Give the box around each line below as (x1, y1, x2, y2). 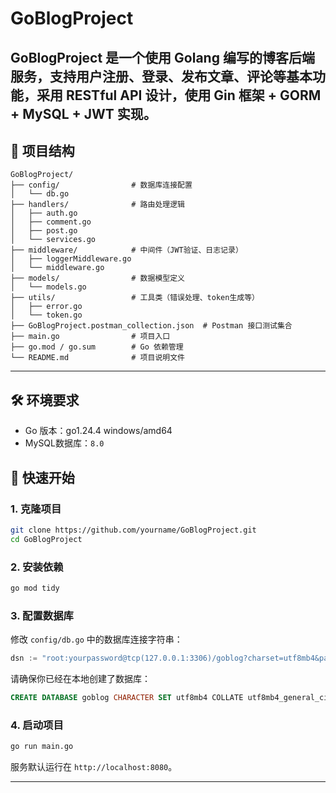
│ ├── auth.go (10, 208, 78, 219)
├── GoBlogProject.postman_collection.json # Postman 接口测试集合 (10, 321, 293, 331)
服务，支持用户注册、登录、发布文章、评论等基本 (10, 68, 313, 85)
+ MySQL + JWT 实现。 (10, 105, 157, 122)
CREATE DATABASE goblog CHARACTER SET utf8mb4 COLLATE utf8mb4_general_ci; (10, 692, 333, 702)
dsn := (10, 653, 38, 664)
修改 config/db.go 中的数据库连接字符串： (10, 633, 183, 646)
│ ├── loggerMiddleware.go (10, 254, 132, 264)
